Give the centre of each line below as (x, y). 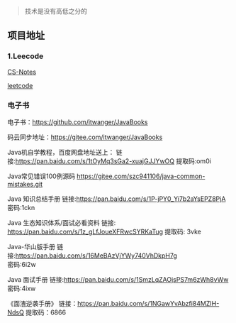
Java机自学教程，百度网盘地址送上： (61, 152)
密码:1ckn (21, 207)
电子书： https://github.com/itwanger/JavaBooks (78, 122)
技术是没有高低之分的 (56, 11)
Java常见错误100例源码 (41, 176)
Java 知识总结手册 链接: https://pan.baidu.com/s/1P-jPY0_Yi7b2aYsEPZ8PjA (117, 199)
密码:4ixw (22, 288)
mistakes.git (25, 184)
